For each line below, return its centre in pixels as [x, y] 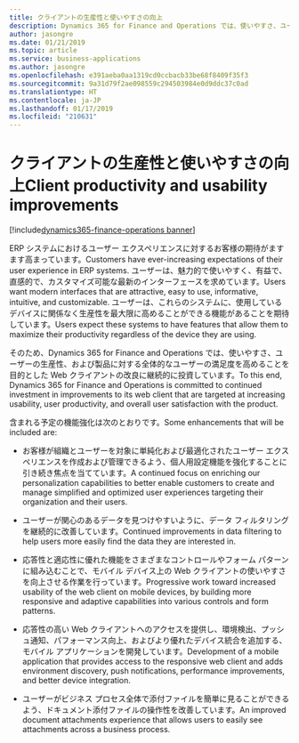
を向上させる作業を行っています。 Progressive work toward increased [149, 582]
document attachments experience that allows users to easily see [142, 720]
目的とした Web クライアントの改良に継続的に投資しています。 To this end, [146, 376]
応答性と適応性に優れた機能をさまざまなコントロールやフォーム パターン [155, 560]
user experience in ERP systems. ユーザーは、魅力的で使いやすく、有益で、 [148, 271]
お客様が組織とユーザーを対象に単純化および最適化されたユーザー [143, 451]
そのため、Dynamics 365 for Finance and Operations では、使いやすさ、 [142, 353]
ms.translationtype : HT [53, 92]
